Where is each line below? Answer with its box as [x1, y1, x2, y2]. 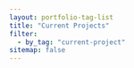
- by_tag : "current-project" [17, 37, 126, 47]
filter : [9, 29, 38, 38]
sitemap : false [9, 46, 66, 55]
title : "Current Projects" [9, 21, 110, 30]
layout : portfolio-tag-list [9, 12, 114, 22]
